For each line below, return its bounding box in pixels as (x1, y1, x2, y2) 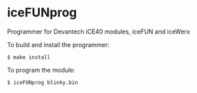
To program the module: (7, 66, 76, 74)
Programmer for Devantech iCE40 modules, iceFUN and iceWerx (7, 27, 190, 36)
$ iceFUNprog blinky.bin (7, 79, 78, 86)
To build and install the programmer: (7, 40, 110, 49)
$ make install (7, 53, 51, 61)
